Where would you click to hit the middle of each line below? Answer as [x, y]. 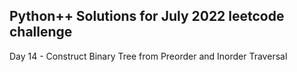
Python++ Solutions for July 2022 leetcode [147, 16]
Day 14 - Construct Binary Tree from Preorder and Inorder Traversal [148, 56]
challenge [41, 32]
